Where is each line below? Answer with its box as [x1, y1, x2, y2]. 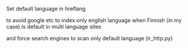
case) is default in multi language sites [6, 23, 102, 30]
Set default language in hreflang [6, 5, 86, 12]
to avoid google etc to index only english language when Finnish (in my [6, 17, 182, 23]
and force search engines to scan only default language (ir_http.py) [6, 35, 173, 41]
